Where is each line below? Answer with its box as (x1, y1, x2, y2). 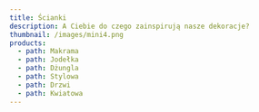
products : (9, 38, 47, 48)
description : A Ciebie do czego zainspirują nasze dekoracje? (9, 22, 250, 31)
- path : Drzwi (17, 80, 71, 89)
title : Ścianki (9, 13, 67, 23)
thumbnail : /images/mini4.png (9, 30, 125, 39)
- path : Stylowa (17, 72, 79, 81)
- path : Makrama (17, 47, 79, 56)
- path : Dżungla (17, 64, 79, 73)
